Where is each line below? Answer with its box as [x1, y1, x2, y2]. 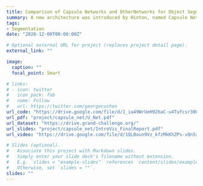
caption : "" [11, 64, 42, 70]
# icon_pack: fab [6, 92, 56, 98]
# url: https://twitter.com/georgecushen [6, 103, 118, 109]
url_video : [6, 131, 34, 138]
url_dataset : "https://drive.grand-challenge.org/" [6, 120, 139, 126]
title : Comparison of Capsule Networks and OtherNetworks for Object [6, 8, 185, 15]
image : [6, 59, 23, 65]
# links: [6, 81, 28, 87]
